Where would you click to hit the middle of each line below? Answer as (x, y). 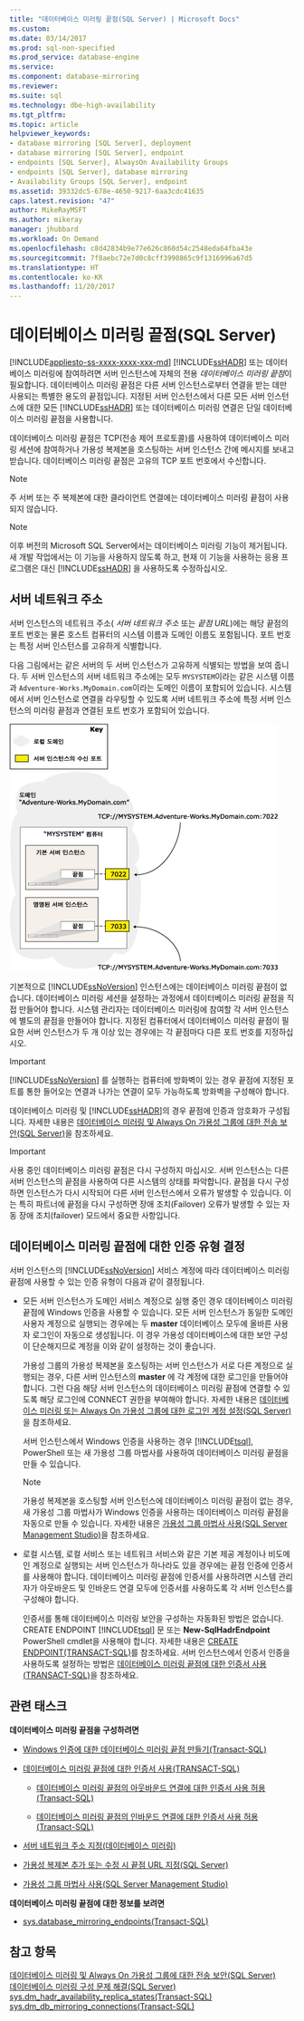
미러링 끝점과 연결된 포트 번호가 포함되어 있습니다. (121, 710)
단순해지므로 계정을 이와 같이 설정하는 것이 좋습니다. (124, 1346)
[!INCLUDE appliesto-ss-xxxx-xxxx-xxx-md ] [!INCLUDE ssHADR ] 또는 (137, 362)
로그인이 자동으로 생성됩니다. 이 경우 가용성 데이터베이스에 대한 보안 (152, 1334)
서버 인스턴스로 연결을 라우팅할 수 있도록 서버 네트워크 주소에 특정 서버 (150, 698)
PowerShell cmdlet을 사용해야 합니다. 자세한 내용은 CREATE (130, 1641)
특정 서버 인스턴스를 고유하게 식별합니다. (90, 645)
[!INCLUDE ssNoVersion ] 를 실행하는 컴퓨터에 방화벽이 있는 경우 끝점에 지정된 (147, 1080)
